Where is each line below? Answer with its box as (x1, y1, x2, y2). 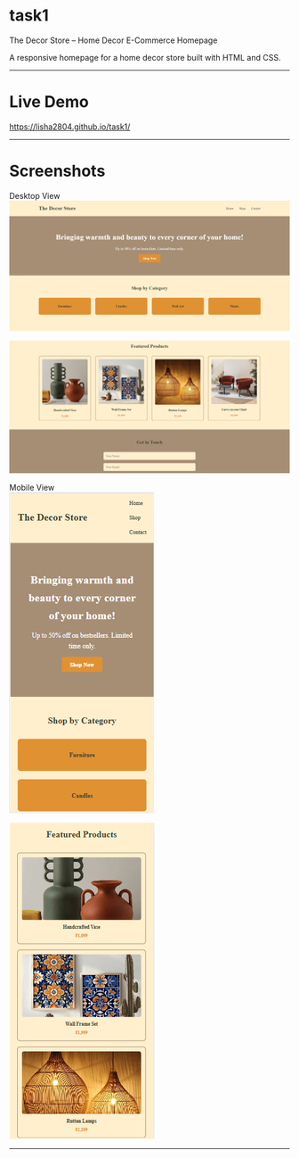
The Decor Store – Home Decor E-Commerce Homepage (9, 35, 218, 45)
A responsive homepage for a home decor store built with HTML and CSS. (9, 52, 281, 62)
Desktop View (9, 190, 61, 201)
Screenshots (9, 161, 106, 181)
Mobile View (9, 483, 55, 493)
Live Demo (9, 92, 89, 112)
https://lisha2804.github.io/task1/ (9, 121, 131, 132)
